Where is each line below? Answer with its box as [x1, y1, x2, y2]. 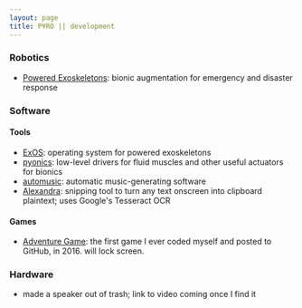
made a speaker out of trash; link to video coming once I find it [22, 289, 256, 300]
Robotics [9, 52, 50, 64]
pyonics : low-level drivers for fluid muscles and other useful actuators [22, 156, 284, 168]
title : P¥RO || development [9, 22, 116, 31]
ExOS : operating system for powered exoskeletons [22, 147, 212, 158]
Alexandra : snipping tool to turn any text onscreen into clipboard [22, 185, 262, 196]
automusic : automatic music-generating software [22, 176, 206, 187]
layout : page [9, 13, 59, 23]
